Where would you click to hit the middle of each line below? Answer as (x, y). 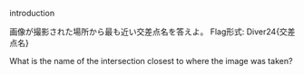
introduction (32, 13)
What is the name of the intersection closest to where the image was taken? (151, 61)
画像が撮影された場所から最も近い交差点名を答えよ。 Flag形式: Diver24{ (144, 32)
